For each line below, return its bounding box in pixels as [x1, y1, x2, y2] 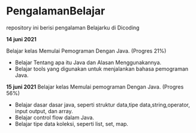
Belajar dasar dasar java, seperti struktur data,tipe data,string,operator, [14, 101, 191, 108]
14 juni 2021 [6, 35, 37, 43]
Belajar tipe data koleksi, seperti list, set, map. [14, 120, 129, 127]
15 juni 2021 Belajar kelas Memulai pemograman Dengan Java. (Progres [6, 83, 184, 90]
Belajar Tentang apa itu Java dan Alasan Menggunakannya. [14, 59, 162, 66]
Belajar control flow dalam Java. [14, 114, 95, 121]
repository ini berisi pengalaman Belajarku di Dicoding [6, 24, 140, 31]
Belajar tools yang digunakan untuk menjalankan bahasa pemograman [14, 65, 189, 72]
